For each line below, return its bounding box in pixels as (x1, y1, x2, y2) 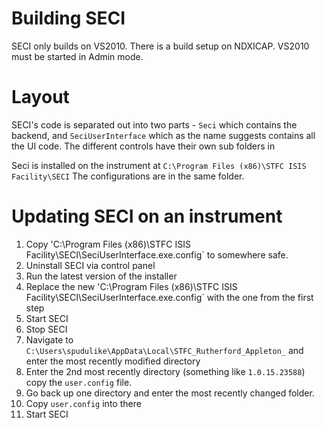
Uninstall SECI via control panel (25, 259, 156, 271)
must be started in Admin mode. (11, 50, 144, 62)
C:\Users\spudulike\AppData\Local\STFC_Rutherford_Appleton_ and (25, 344, 304, 356)
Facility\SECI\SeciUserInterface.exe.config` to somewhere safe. (25, 248, 289, 261)
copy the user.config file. (25, 376, 133, 388)
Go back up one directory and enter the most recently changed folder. (25, 387, 315, 399)
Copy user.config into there (25, 397, 142, 409)
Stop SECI (25, 323, 68, 335)
